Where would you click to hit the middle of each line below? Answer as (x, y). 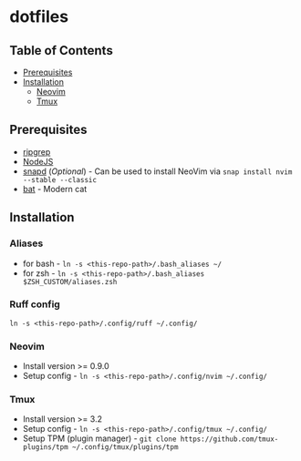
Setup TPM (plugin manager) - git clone (99, 438)
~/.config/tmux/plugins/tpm (125, 447)
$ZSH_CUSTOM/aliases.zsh (70, 282)
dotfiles (39, 17)
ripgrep (36, 151)
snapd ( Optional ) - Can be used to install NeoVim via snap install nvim (157, 171)
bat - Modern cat (55, 189)
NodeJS (38, 161)
